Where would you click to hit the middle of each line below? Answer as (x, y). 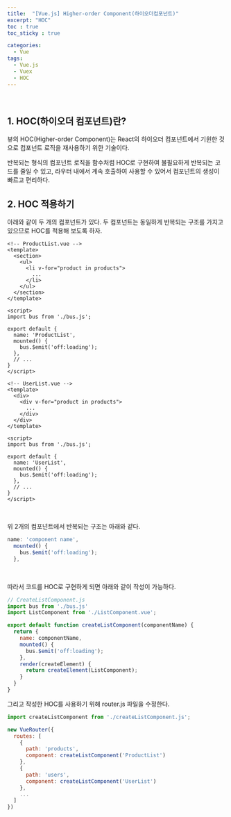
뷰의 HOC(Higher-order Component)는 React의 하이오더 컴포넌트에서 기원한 (112, 139)
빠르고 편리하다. (29, 180)
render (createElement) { (55, 664)
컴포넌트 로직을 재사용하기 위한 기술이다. (75, 148)
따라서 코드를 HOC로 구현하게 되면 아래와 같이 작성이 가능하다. (92, 586)
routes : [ (27, 736)
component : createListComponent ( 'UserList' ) (91, 781)
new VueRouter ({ (31, 729)
